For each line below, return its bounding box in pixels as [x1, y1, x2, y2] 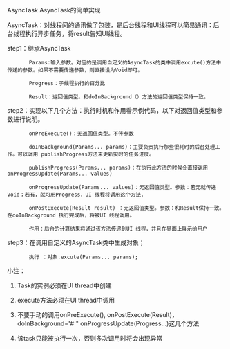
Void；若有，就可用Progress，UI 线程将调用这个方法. [7, 191, 144, 198]
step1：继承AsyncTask [7, 44, 71, 52]
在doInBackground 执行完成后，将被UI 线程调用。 [7, 212, 135, 219]
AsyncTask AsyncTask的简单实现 [7, 6, 102, 14]
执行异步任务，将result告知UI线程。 [25, 30, 126, 37]
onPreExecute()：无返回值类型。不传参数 [28, 130, 135, 137]
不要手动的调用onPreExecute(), [17, 311, 106, 319]
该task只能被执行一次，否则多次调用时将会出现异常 [17, 334, 163, 342]
